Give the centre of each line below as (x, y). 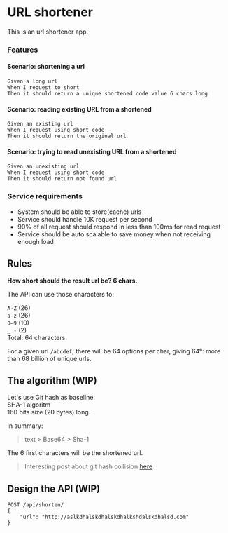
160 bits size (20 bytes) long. (49, 412)
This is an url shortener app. (48, 32)
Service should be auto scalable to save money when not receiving (114, 234)
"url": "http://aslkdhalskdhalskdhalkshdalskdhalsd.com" (105, 517)
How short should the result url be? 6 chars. (72, 281)
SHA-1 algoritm (29, 405)
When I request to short (43, 88)
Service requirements (45, 196)
